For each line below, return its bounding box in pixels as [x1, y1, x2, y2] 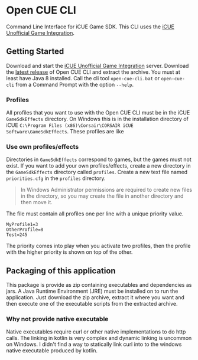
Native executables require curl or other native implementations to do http [6, 328, 186, 335]
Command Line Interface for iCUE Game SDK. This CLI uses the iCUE [6, 23, 174, 30]
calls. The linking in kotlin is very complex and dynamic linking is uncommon [6, 335, 192, 342]
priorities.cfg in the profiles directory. [6, 175, 106, 182]
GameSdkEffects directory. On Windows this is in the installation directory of [6, 116, 189, 123]
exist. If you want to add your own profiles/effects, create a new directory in [6, 162, 191, 169]
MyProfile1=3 [6, 222, 38, 228]
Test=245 [6, 232, 28, 238]
